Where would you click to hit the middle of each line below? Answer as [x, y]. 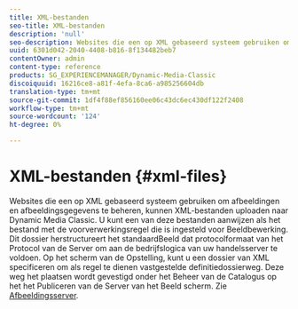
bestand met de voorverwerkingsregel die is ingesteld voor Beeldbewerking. [149, 229]
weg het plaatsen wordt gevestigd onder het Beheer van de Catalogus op [143, 276]
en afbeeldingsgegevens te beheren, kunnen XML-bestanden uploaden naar [149, 210]
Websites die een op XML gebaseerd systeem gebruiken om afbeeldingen [145, 201]
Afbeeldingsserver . [44, 295]
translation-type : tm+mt [55, 91]
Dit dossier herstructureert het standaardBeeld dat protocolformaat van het [146, 238]
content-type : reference [55, 67]
